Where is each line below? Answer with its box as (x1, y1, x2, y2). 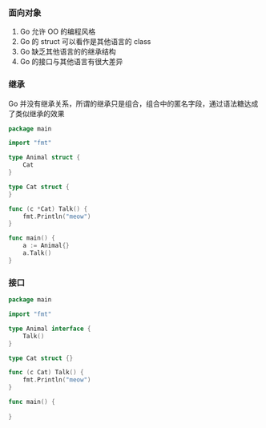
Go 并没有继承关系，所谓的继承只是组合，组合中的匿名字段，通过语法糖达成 (8, 99, 259, 108)
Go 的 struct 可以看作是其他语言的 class (19, 37, 151, 46)
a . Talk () (22, 249, 52, 257)
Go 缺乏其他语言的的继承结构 (19, 46, 116, 57)
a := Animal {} (22, 242, 70, 250)
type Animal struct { (8, 154, 81, 162)
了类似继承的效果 (8, 108, 65, 118)
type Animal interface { (8, 325, 91, 333)
